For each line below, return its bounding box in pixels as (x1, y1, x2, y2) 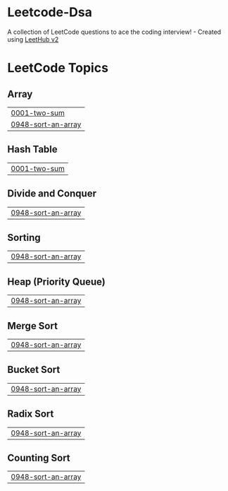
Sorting (7, 231, 41, 244)
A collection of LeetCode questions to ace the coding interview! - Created (7, 28, 222, 36)
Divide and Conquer (7, 188, 97, 200)
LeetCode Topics (7, 60, 109, 76)
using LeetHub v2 (7, 35, 59, 43)
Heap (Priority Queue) (7, 276, 106, 288)
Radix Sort (7, 408, 54, 420)
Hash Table (7, 143, 58, 155)
